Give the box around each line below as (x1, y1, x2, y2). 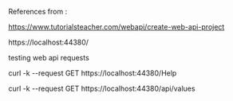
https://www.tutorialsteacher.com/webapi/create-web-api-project (8, 22, 225, 31)
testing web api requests (8, 53, 89, 62)
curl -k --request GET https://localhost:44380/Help (8, 68, 177, 78)
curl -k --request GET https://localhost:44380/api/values (8, 84, 195, 93)
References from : (8, 7, 68, 16)
